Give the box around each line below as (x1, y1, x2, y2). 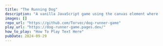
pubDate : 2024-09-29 (5, 34, 47, 39)
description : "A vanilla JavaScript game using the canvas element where (5, 11, 159, 16)
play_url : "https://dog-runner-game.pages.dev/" (5, 25, 106, 30)
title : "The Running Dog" (5, 7, 58, 12)
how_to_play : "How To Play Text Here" (5, 29, 84, 34)
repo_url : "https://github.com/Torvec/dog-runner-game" (5, 20, 121, 25)
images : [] (5, 16, 27, 21)
